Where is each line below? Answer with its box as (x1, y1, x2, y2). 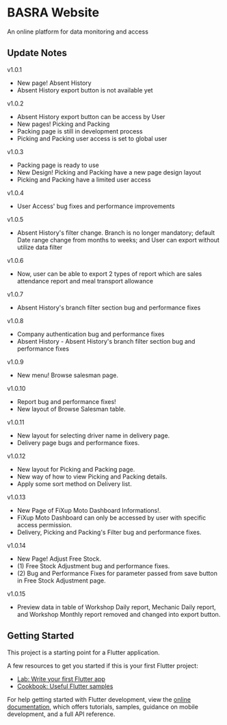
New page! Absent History (16, 79, 92, 87)
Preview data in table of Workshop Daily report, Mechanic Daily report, (16, 602, 217, 611)
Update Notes (7, 47, 67, 59)
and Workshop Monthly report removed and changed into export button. (16, 610, 221, 618)
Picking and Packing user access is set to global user (16, 134, 168, 142)
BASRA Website (7, 5, 100, 21)
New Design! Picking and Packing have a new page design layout (16, 168, 202, 176)
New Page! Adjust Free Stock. (16, 555, 101, 563)
